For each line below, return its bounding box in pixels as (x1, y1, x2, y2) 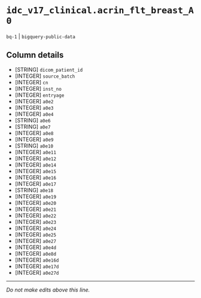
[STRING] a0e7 (14, 123, 51, 130)
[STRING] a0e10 (14, 142, 54, 149)
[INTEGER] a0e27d (14, 269, 59, 276)
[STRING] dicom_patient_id (14, 66, 83, 73)
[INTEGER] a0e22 (14, 211, 57, 219)
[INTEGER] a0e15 (14, 167, 57, 174)
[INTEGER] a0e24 (14, 225, 57, 232)
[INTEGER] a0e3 (14, 104, 54, 111)
